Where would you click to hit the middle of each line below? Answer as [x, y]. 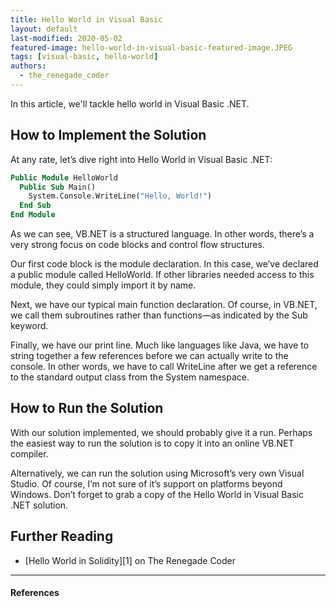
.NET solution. [39, 505]
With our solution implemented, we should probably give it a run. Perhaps [161, 432]
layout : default [44, 29]
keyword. [29, 326]
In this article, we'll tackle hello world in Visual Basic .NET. [130, 103]
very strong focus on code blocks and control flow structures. [137, 245]
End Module [33, 215]
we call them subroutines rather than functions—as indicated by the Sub [159, 315]
